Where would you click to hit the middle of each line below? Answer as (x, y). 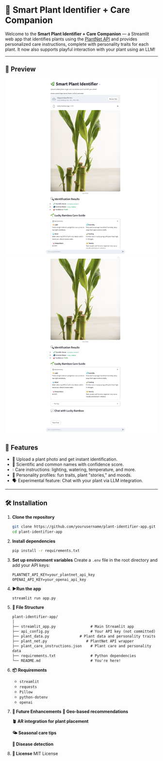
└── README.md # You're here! (66, 661)
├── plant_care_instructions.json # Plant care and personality (81, 646)
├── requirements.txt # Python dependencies (74, 656)
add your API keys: (31, 565)
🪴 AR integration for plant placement (50, 722)
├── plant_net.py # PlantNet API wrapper (73, 641)
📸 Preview (20, 69)
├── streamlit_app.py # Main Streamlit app (73, 627)
